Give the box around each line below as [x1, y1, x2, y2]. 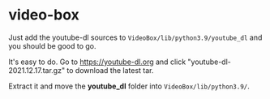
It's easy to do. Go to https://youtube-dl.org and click [8, 57, 186, 67]
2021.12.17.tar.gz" [8, 65, 66, 75]
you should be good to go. [8, 41, 96, 50]
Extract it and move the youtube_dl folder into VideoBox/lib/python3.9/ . [8, 81, 250, 91]
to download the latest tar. [66, 65, 154, 75]
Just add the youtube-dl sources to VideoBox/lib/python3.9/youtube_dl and [8, 32, 263, 42]
